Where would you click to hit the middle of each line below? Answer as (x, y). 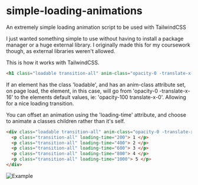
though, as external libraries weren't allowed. (61, 51)
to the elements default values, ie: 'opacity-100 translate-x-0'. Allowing (100, 97)
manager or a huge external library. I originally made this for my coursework (98, 45)
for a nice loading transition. (40, 103)
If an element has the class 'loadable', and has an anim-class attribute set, (96, 84)
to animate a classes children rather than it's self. (66, 121)
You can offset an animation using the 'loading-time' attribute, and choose (96, 115)
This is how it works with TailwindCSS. (53, 62)
